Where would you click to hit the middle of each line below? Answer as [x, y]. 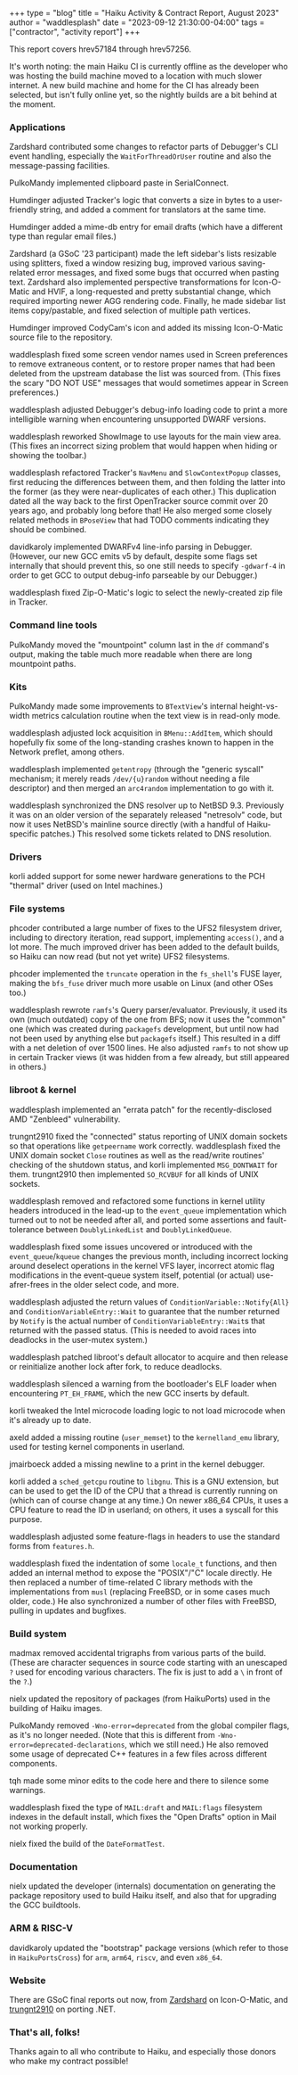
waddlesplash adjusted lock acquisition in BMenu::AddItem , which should [141, 733]
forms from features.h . [52, 1545]
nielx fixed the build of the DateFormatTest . [87, 1844]
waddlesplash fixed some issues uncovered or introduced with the [131, 1247]
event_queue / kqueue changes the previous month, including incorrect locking [149, 1256]
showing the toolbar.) [48, 456]
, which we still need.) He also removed [196, 1745]
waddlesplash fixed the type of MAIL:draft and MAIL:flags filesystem [136, 1807]
